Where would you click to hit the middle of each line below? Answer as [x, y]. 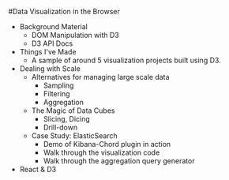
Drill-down [60, 127]
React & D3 [38, 169]
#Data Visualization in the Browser [64, 11]
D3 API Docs [52, 43]
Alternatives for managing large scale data [100, 77]
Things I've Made [48, 52]
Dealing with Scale [50, 69]
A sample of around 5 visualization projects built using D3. [126, 60]
